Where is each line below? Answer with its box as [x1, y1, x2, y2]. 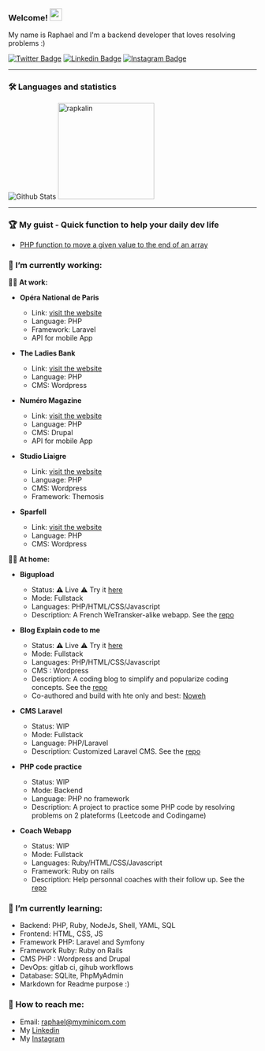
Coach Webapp [19, 826, 73, 836]
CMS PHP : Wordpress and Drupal [19, 954, 131, 963]
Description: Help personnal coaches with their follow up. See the [31, 875, 245, 885]
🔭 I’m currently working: [8, 259, 103, 270]
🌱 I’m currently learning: [8, 903, 103, 914]
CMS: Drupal [31, 428, 73, 438]
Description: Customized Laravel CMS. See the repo [31, 747, 201, 756]
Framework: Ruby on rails [31, 867, 114, 876]
